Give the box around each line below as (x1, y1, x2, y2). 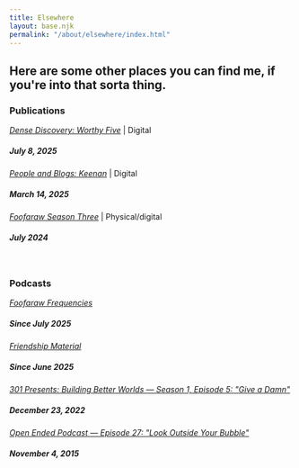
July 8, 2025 (9, 145, 57, 156)
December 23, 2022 (9, 404, 85, 415)
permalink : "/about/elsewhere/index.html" (9, 30, 171, 39)
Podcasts (9, 276, 52, 289)
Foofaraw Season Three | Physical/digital (9, 211, 163, 221)
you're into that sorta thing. (9, 77, 167, 93)
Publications (9, 104, 66, 117)
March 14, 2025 (9, 188, 69, 199)
